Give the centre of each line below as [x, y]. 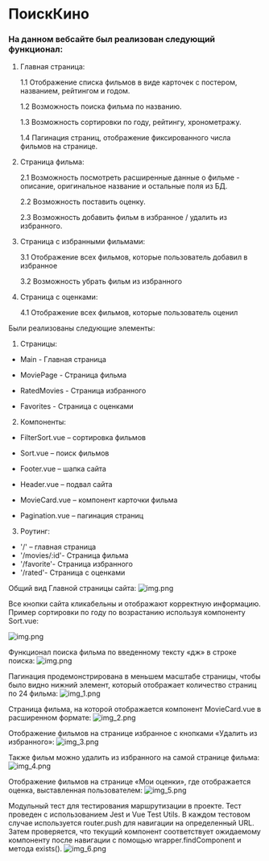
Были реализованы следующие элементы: [82, 328]
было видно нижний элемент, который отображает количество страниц [132, 685]
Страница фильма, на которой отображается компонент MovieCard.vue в [135, 709]
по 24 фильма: [33, 693]
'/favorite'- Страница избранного [76, 564]
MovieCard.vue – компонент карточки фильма [99, 500]
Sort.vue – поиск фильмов [64, 453]
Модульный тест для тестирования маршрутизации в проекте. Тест [125, 806]
